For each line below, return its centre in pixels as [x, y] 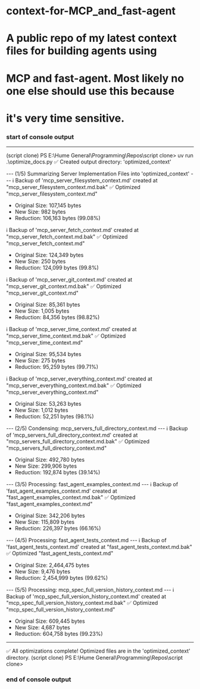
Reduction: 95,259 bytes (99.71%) [57, 367]
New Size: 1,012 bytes [41, 410]
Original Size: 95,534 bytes [48, 354]
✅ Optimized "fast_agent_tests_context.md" [60, 554]
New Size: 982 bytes [40, 212]
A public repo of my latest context [92, 38]
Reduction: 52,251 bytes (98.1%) [54, 416]
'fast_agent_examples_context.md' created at [62, 491]
